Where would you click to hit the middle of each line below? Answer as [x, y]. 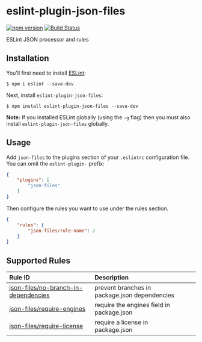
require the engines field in [132, 305]
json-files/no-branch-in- [46, 288]
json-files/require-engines [47, 309]
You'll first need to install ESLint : [46, 73]
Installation [28, 58]
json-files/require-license [46, 326]
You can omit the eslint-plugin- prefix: [55, 163]
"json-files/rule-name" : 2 [62, 231]
